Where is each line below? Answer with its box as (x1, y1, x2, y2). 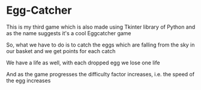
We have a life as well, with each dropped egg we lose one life (6, 59, 160, 66)
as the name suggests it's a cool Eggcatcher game (6, 29, 131, 36)
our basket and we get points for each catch (6, 47, 116, 54)
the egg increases (6, 77, 51, 84)
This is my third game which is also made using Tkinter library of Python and (6, 23, 196, 30)
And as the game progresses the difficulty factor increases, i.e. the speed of (6, 70, 195, 77)
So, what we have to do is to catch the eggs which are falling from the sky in (6, 41, 195, 48)
